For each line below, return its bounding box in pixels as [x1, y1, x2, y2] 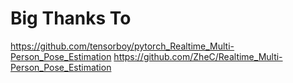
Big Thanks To [10, 7, 132, 30]
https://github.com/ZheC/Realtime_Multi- [113, 50, 283, 62]
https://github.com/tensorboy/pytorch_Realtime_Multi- [10, 40, 235, 52]
